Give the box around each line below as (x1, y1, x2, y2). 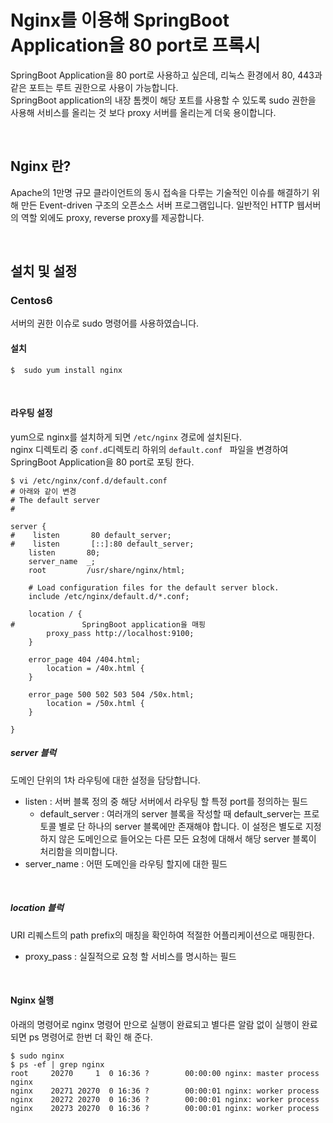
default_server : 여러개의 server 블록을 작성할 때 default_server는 (39, 807, 302, 820)
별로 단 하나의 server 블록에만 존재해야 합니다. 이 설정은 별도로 (58, 820, 303, 832)
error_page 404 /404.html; (28, 654, 141, 665)
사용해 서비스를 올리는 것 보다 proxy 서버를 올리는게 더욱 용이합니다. (10, 106, 277, 118)
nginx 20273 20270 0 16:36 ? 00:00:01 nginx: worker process (10, 1103, 320, 1113)
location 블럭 (10, 902, 64, 914)
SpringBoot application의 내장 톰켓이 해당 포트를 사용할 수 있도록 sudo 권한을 (10, 94, 317, 106)
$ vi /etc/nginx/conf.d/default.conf (10, 476, 168, 486)
